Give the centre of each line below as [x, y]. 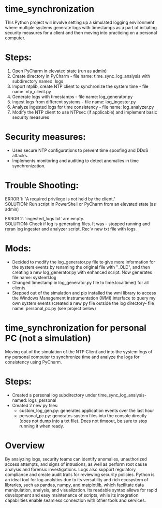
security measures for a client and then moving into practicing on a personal [81, 33]
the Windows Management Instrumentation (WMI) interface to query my [84, 298]
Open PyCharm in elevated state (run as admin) [59, 71]
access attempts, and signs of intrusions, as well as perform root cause [76, 464]
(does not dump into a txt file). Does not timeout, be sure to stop [83, 421]
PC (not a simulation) [48, 338]
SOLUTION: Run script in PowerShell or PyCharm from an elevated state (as [81, 204]
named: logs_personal [34, 400]
